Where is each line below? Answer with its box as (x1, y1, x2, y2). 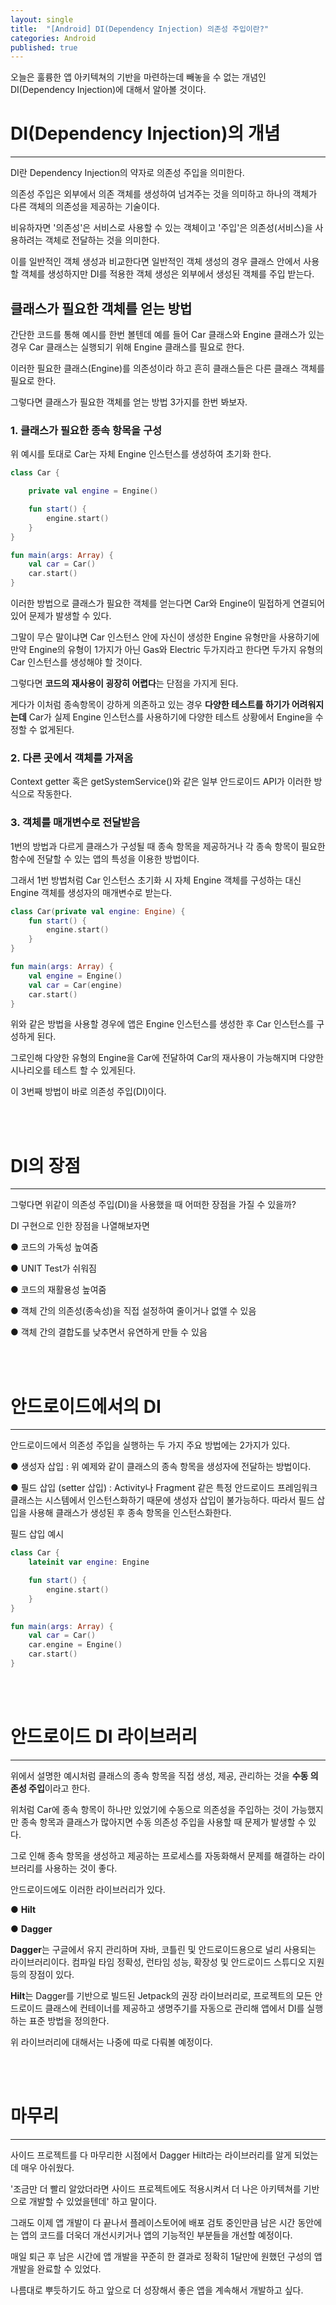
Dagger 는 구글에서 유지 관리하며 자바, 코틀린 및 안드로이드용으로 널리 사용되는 (10, 1943, 317, 1955)
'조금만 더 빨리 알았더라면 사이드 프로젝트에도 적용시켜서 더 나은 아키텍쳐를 (10, 2182, 302, 2195)
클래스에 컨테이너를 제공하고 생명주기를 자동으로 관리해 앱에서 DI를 (44, 2002, 305, 2014)
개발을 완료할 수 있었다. (10, 2262, 102, 2275)
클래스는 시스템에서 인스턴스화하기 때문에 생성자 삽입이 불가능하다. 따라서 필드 (10, 1494, 315, 1506)
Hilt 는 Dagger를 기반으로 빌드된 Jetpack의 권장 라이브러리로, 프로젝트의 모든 (10, 1989, 313, 2001)
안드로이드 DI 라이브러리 (10, 1726, 198, 1748)
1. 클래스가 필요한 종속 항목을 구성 (10, 423, 163, 437)
